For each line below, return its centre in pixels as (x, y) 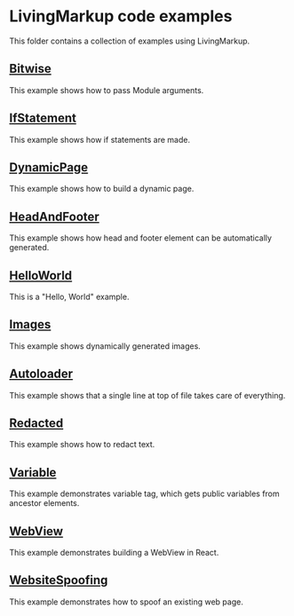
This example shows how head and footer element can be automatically (141, 238)
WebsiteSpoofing (59, 580)
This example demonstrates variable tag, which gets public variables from (144, 494)
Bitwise (30, 69)
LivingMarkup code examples (121, 16)
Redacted (36, 423)
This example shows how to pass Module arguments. (107, 90)
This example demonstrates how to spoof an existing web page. (127, 602)
